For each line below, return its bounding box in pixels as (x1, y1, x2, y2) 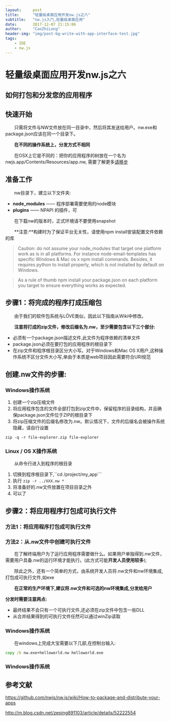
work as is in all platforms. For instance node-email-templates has (17, 251, 156, 257)
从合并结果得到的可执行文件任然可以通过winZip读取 (12, 613, 121, 619)
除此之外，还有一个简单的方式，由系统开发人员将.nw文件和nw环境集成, (14, 568, 163, 574)
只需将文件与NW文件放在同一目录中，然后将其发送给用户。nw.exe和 (14, 125, 157, 131)
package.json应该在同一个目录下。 (5, 131, 78, 137)
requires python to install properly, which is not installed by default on (17, 261, 164, 268)
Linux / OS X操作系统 (5, 448, 58, 455)
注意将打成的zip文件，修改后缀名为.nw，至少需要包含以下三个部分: (14, 324, 155, 330)
